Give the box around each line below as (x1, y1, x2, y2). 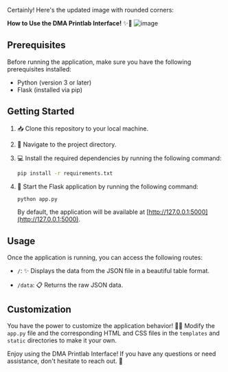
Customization (7, 303, 72, 315)
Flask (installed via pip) (16, 85, 82, 94)
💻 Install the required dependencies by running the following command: (16, 154, 222, 162)
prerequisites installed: (7, 65, 72, 73)
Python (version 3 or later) (16, 78, 92, 87)
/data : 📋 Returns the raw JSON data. (16, 281, 124, 289)
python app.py (16, 195, 58, 202)
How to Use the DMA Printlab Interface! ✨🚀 (7, 19, 133, 27)
